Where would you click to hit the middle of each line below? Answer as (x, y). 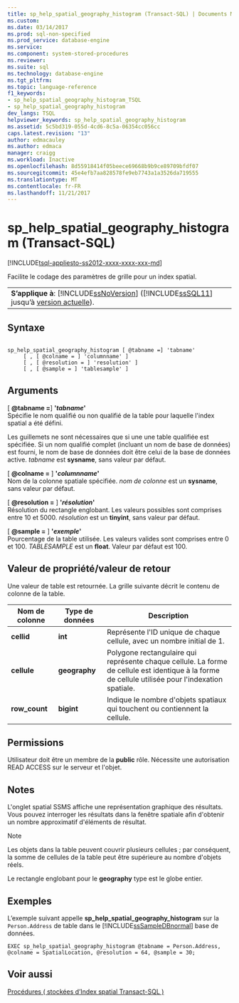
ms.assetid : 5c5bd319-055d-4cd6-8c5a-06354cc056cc (84, 126)
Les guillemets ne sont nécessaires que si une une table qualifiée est (108, 437)
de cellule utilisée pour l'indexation (164, 679)
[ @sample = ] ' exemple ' (44, 531)
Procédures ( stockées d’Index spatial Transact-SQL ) (86, 992)
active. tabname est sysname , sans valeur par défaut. (87, 459)
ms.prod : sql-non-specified (49, 34)
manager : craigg (31, 153)
